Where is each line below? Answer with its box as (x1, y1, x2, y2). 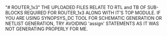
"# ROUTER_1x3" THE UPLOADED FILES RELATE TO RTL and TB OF (5, 5, 146, 10)
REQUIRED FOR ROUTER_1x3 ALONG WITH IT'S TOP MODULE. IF (24, 10, 161, 16)
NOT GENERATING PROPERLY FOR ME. (5, 26, 88, 32)
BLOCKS (5, 10, 23, 16)
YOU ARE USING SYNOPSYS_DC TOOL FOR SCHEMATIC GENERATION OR (5, 15, 162, 21)
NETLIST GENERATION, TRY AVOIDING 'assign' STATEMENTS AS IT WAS (5, 20, 159, 26)
